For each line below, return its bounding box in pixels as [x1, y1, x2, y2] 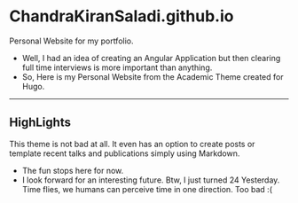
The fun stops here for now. [21, 165, 124, 176]
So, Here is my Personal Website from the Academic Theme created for [21, 71, 284, 82]
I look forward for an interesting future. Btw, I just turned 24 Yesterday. [21, 175, 280, 185]
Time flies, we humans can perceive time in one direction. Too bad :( [21, 183, 273, 194]
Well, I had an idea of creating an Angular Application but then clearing [21, 52, 281, 63]
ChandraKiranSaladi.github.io [9, 6, 234, 27]
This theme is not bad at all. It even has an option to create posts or [9, 138, 255, 149]
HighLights [9, 115, 71, 130]
